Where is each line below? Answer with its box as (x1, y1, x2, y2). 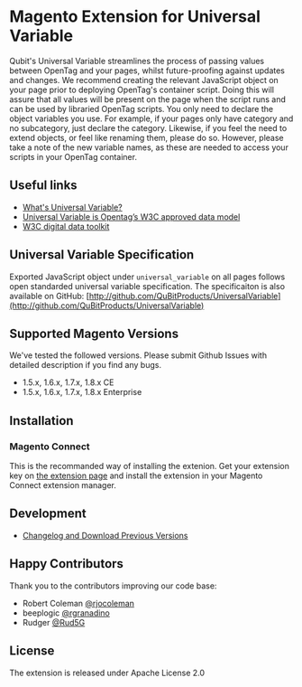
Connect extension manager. (9, 480, 117, 491)
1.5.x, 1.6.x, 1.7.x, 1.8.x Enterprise (22, 387, 142, 398)
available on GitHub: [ (9, 290, 90, 301)
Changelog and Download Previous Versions (22, 530, 188, 541)
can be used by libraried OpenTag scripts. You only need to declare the (9, 103, 273, 114)
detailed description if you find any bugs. (9, 360, 162, 371)
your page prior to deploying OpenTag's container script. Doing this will (9, 84, 275, 95)
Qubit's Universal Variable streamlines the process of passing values (9, 55, 265, 66)
